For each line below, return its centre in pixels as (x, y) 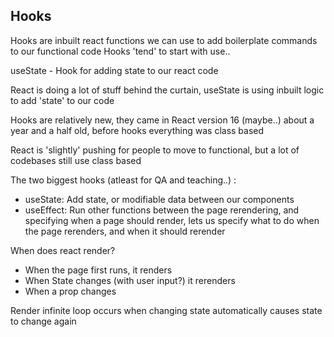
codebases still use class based (76, 160)
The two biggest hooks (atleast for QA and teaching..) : (123, 180)
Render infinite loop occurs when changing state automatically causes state (166, 310)
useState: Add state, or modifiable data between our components (159, 199)
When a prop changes (70, 291)
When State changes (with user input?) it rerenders (130, 280)
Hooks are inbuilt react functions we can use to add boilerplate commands (164, 40)
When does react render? (63, 250)
